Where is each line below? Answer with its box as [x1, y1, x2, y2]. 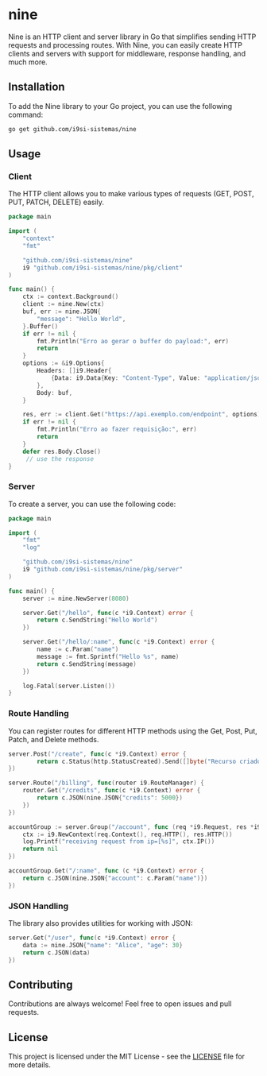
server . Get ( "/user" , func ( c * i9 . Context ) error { [8, 934, 176, 942]
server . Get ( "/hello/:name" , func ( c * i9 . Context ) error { [22, 638, 215, 646]
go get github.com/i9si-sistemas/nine [8, 125, 137, 133]
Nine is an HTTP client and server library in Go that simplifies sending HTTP [8, 32, 257, 41]
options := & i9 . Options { [22, 359, 105, 367]
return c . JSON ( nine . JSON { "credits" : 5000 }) [37, 794, 183, 802]
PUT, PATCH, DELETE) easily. [8, 197, 105, 207]
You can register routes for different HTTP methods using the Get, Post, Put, [8, 726, 258, 736]
